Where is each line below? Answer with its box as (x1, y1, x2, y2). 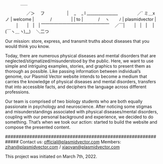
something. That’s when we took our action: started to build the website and (5, 119, 157, 125)
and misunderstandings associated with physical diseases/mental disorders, (5, 109, 158, 114)
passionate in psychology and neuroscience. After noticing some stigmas (5, 104, 152, 109)
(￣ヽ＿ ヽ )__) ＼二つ (5, 29, 50, 34)
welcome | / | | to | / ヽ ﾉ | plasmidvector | (13, 17, 157, 22)
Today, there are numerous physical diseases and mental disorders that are (5, 53, 156, 58)
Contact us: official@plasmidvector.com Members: (19, 139, 122, 145)
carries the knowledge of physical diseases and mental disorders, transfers (5, 79, 156, 84)
